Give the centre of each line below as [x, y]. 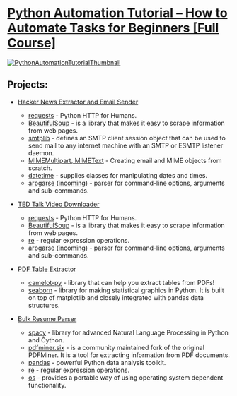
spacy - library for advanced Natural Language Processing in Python [128, 332]
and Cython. [46, 340]
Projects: [28, 85]
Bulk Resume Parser [47, 318]
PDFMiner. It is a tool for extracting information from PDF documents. [129, 355]
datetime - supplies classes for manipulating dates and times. [117, 175]
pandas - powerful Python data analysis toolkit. [97, 362]
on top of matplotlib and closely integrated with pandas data [116, 297]
